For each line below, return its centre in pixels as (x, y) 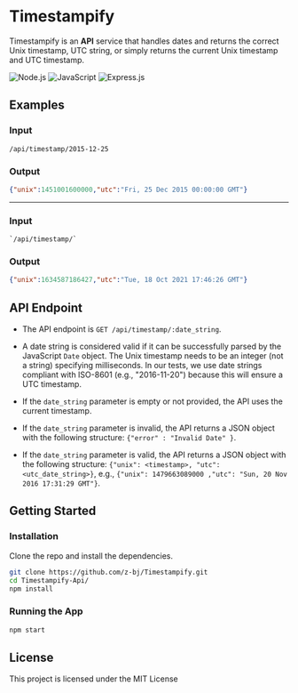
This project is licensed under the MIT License (94, 679)
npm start (27, 630)
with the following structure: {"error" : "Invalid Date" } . (129, 438)
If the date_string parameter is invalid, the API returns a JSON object (148, 428)
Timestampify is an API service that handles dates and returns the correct (144, 41)
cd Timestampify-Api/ (49, 580)
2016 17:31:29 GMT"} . (61, 483)
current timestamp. (57, 411)
